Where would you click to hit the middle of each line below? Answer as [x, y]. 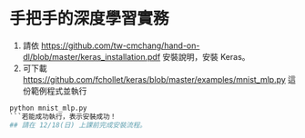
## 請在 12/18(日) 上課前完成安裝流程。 [78, 125]
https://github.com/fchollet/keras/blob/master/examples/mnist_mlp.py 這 [159, 79]
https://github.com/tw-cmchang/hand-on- [120, 45]
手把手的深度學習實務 [90, 19]
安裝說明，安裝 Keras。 [206, 56]
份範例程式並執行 [55, 91]
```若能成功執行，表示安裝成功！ [63, 116]
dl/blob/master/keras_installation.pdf [91, 56]
